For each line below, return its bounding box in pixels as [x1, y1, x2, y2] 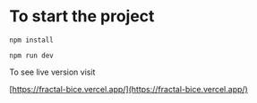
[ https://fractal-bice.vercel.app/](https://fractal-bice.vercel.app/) [9, 83, 248, 94]
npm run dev [9, 51, 54, 59]
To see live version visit [9, 67, 96, 77]
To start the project [9, 6, 155, 27]
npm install [9, 36, 54, 44]
